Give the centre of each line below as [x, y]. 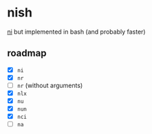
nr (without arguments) [50, 85]
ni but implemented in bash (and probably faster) [76, 32]
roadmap [27, 53]
